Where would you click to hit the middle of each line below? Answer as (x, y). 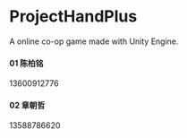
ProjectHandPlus (73, 17)
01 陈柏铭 (26, 63)
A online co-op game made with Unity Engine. (94, 41)
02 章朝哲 (27, 105)
